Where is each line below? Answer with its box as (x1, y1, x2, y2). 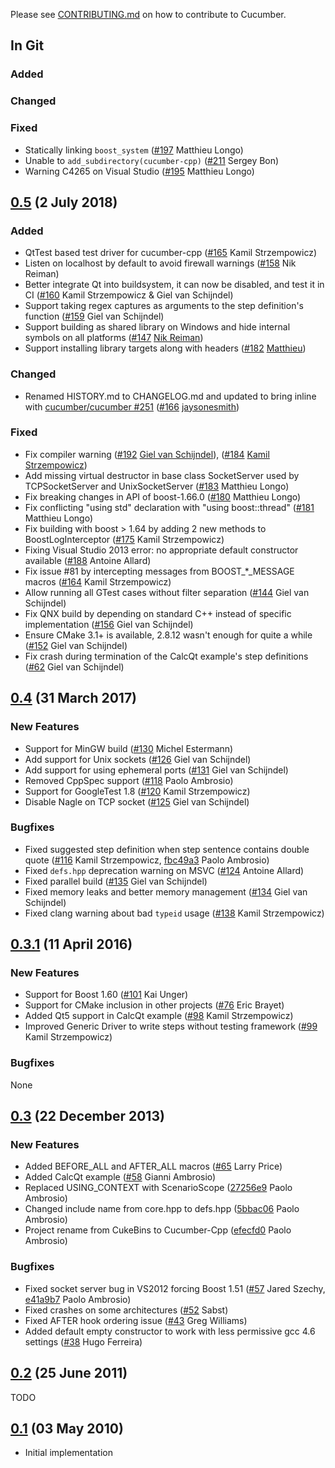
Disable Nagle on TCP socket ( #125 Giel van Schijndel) (24, 795, 250, 808)
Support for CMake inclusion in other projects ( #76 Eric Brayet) (24, 999, 285, 1011)
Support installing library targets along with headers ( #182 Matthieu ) (24, 342, 307, 354)
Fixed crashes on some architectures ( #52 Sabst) (24, 1304, 229, 1316)
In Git (10, 37, 45, 54)
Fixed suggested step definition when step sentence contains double (24, 843, 310, 855)
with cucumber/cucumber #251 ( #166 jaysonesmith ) (24, 400, 240, 413)
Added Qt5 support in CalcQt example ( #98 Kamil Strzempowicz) (24, 1010, 294, 1022)
